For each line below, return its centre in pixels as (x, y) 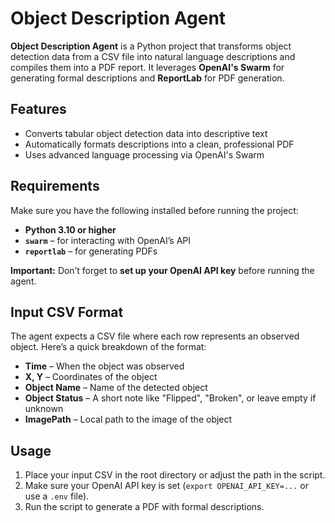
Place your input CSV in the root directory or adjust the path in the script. (175, 475)
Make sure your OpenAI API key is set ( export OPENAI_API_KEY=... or (166, 486)
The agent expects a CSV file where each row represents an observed (155, 336)
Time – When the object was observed (104, 366)
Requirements (55, 186)
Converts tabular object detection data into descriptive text (146, 133)
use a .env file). (57, 496)
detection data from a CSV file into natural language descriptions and (153, 56)
